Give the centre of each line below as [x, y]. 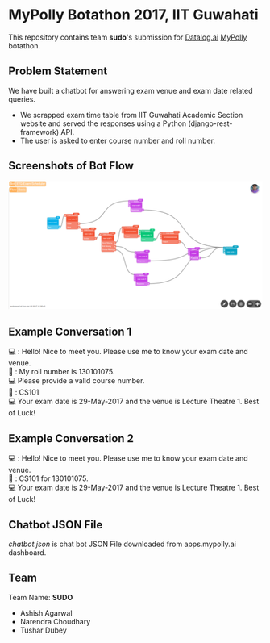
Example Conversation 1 [70, 331]
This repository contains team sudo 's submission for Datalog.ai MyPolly [128, 37]
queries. [22, 99]
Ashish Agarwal [46, 613]
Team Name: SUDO [41, 597]
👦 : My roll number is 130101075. [62, 372]
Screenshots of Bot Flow [71, 166]
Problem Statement [58, 71]
